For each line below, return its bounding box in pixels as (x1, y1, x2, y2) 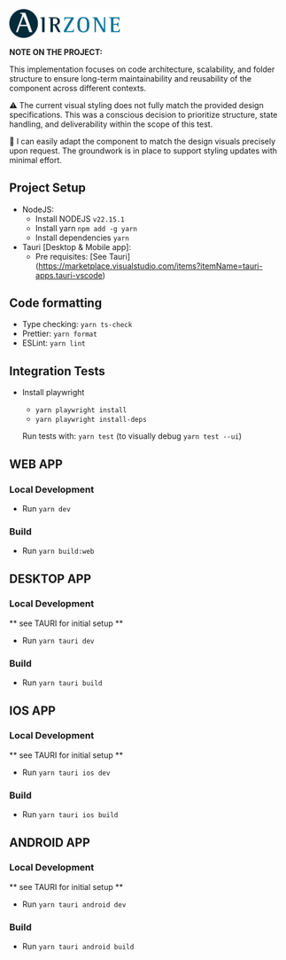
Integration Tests (9, 363, 105, 379)
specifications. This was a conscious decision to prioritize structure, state (9, 109, 278, 120)
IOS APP (9, 703, 56, 718)
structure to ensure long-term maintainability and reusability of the (9, 73, 252, 83)
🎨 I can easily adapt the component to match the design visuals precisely (9, 136, 276, 146)
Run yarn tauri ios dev (21, 767, 111, 777)
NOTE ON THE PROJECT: (9, 46, 104, 57)
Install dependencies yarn (35, 232, 130, 243)
